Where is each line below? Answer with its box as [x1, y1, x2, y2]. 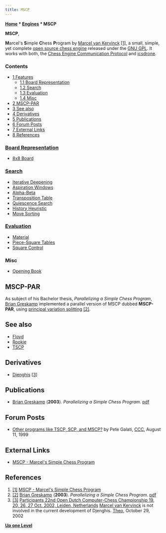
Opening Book [12, 268, 42, 274]
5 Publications [12, 116, 41, 122]
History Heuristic [12, 205, 47, 211]
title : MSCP [5, 7, 30, 12]
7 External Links [12, 127, 45, 133]
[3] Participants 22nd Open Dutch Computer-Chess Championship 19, [12, 497, 155, 503]
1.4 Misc [19, 95, 37, 101]
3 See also [12, 105, 34, 111]
